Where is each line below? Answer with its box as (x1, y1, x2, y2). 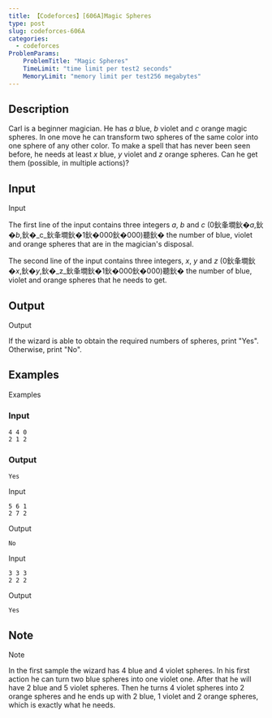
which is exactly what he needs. (8, 700, 116, 710)
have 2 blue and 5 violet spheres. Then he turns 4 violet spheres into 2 (8, 683, 245, 693)
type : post (8, 19, 45, 28)
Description (8, 102, 69, 116)
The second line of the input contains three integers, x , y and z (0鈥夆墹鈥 (8, 256, 256, 266)
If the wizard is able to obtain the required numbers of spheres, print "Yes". (8, 336, 260, 346)
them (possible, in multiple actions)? (8, 158, 130, 168)
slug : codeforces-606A (8, 27, 85, 35)
